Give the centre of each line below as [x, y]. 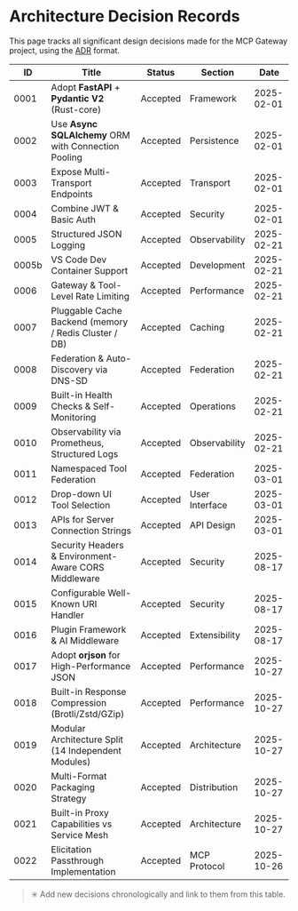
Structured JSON [86, 234]
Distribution [214, 787]
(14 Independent [86, 750]
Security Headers [87, 545]
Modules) [71, 762]
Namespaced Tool [89, 468]
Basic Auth [73, 220]
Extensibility [215, 635]
